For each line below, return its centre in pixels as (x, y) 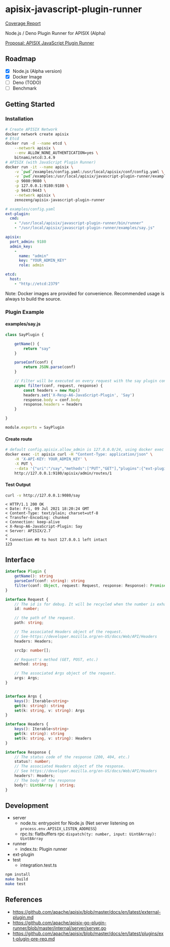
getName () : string (34, 576)
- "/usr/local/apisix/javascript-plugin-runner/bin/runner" (79, 223)
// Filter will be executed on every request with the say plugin (86, 381)
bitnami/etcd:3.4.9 (35, 157)
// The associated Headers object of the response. (70, 766)
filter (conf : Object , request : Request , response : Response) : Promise (90, 586)
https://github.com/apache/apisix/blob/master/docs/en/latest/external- (87, 912)
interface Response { (28, 752)
